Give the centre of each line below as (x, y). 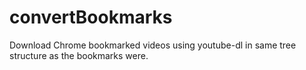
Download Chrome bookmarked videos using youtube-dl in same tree (153, 45)
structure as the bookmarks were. (79, 55)
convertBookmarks (91, 17)
